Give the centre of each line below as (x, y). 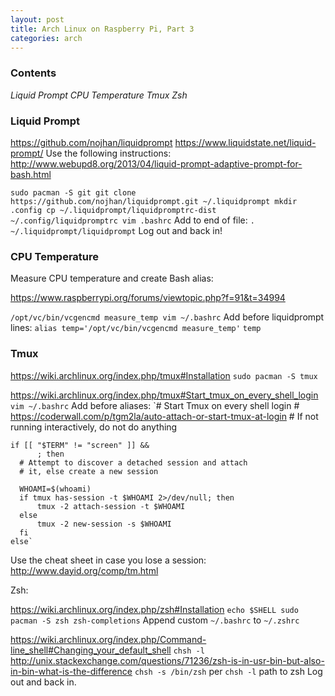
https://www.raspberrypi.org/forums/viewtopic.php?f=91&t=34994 (148, 298)
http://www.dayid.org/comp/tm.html (84, 570)
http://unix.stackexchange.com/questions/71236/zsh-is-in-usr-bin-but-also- (167, 660)
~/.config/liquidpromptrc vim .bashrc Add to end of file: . (132, 220)
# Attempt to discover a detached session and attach (133, 462)
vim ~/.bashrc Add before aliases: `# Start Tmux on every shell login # (155, 405)
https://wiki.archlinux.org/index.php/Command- (108, 639)
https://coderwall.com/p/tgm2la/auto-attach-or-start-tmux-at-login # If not (164, 416)
